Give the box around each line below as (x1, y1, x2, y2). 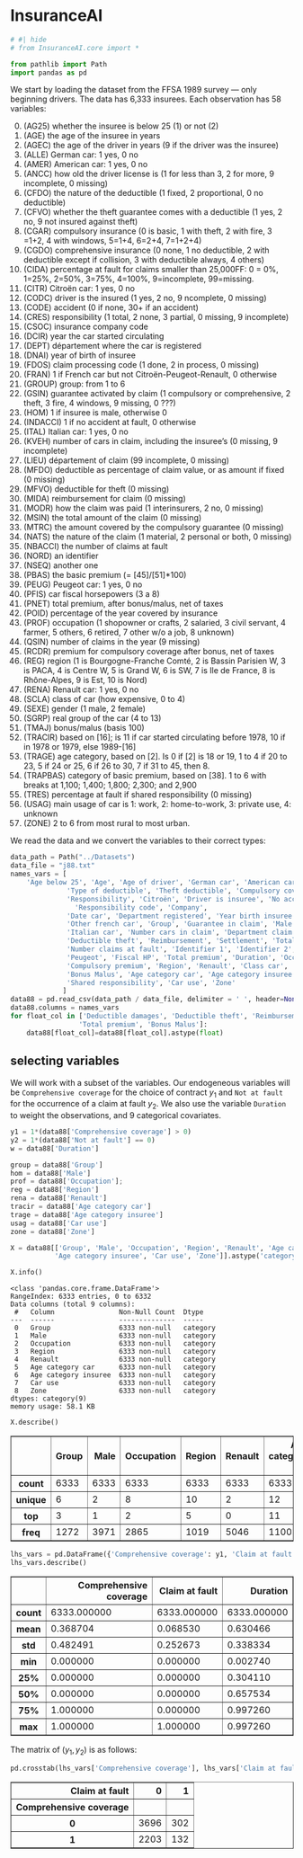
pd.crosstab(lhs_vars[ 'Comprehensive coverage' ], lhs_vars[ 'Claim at (10, 1764, 277, 1773)
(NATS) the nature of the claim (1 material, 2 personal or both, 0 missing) (22, 531, 292, 542)
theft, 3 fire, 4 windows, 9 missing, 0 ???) (22, 397, 176, 409)
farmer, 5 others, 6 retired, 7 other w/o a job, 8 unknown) (22, 627, 235, 638)
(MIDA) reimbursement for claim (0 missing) (22, 493, 187, 504)
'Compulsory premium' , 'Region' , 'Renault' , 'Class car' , (67, 961, 289, 971)
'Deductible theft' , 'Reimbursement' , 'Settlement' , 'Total (67, 937, 297, 946)
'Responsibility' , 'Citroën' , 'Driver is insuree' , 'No (67, 894, 281, 903)
